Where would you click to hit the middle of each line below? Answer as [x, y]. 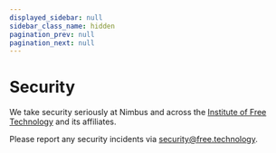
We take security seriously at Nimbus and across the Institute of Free [138, 112]
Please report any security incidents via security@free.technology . [133, 139]
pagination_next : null [52, 43]
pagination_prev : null [52, 34]
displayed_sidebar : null [56, 18]
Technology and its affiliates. [63, 121]
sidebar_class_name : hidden [62, 26]
